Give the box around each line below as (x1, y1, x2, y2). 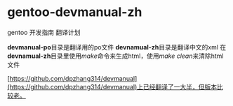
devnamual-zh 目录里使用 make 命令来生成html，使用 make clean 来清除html (7, 52, 224, 60)
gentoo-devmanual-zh (7, 4, 142, 20)
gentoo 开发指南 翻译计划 (7, 28, 81, 36)
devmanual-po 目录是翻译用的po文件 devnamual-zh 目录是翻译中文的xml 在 (7, 43, 227, 51)
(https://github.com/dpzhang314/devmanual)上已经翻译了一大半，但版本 (7, 82, 218, 91)
